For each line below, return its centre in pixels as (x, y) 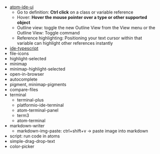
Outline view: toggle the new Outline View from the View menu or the (86, 28)
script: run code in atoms (35, 136)
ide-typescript (24, 48)
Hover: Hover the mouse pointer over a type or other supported (82, 17)
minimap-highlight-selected (37, 69)
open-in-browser (27, 74)
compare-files (24, 90)
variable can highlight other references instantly (65, 43)
